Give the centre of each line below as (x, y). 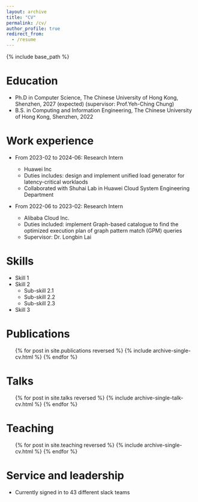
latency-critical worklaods (56, 182)
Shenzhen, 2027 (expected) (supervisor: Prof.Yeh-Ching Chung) (94, 104)
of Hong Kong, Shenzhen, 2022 (54, 116)
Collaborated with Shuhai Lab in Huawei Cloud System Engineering (107, 188)
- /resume (24, 40)
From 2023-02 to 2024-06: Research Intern (69, 157)
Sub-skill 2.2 (40, 297)
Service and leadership (65, 475)
